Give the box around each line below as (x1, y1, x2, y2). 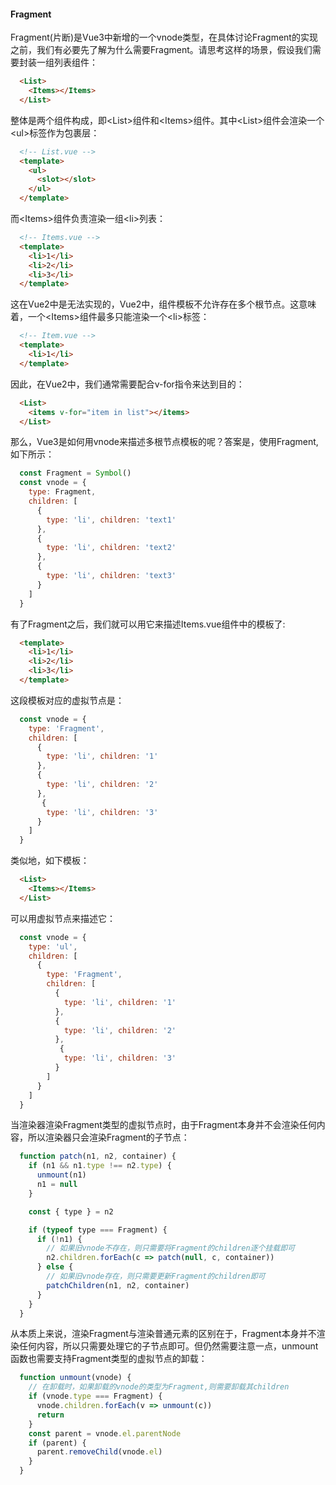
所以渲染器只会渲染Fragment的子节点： (27, 1131, 190, 1144)
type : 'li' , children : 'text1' (46, 515, 177, 525)
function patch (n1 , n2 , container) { (19, 1151, 177, 1162)
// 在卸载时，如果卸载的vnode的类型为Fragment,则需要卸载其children (28, 1382, 290, 1392)
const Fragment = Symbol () (19, 468, 132, 479)
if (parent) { (28, 1438, 87, 1448)
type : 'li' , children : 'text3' (46, 571, 177, 581)
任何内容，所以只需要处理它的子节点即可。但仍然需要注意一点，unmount (18, 1340, 319, 1352)
